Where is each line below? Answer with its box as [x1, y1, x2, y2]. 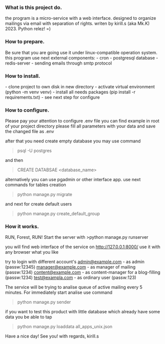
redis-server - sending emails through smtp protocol [5, 60, 112, 66]
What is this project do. [5, 4, 62, 11]
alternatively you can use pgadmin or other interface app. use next [5, 177, 141, 183]
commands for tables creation [5, 182, 67, 188]
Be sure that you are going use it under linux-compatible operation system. [5, 49, 158, 56]
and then [5, 157, 23, 163]
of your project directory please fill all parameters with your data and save [5, 123, 156, 129]
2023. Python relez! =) [5, 26, 51, 32]
